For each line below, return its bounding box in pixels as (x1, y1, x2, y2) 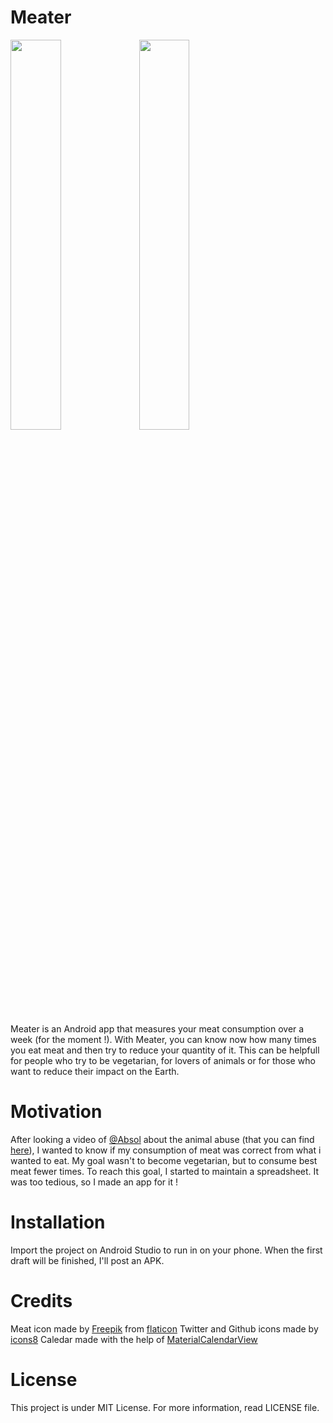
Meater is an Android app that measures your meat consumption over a (10, 1022, 305, 1035)
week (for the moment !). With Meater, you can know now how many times (10, 1033, 317, 1045)
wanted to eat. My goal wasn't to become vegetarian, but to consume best (10, 1154, 318, 1166)
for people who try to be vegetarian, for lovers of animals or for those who (10, 1054, 316, 1066)
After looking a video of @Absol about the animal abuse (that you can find (10, 1133, 315, 1145)
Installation (10, 1211, 106, 1234)
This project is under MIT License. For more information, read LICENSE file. (10, 1401, 320, 1413)
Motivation (10, 1101, 103, 1123)
